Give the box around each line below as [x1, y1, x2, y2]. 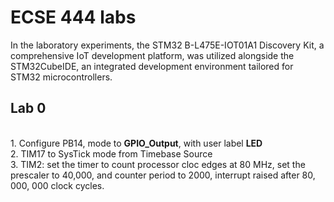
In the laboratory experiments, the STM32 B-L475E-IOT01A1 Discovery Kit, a [10, 39, 325, 51]
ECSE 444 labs [10, 6, 137, 29]
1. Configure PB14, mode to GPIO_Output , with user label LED [10, 137, 263, 149]
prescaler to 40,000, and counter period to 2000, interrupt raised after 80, [10, 169, 316, 181]
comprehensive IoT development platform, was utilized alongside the [10, 49, 295, 61]
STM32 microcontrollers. [10, 71, 113, 83]
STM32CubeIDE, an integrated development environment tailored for [10, 60, 294, 72]
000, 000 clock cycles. [10, 179, 105, 191]
